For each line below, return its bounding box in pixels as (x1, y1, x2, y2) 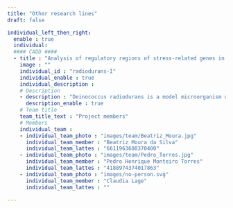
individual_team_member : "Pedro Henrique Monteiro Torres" (25, 158, 203, 165)
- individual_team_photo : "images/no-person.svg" (19, 171, 169, 177)
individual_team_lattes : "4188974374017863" (25, 164, 159, 171)
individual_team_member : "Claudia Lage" (25, 177, 148, 184)
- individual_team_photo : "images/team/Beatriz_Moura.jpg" (19, 132, 197, 139)
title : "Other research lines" (7, 10, 98, 17)
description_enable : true (25, 100, 104, 107)
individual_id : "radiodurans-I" (19, 67, 116, 75)
